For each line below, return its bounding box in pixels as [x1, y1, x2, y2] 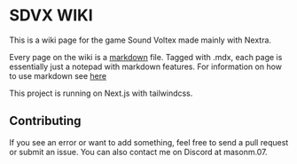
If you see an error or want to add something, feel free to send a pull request [9, 137, 289, 147]
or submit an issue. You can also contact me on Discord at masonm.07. [9, 146, 268, 157]
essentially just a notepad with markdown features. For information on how [9, 61, 282, 72]
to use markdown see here [9, 70, 107, 81]
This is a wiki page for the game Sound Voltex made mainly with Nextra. [9, 35, 272, 45]
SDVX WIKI [9, 5, 93, 26]
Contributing [9, 113, 82, 129]
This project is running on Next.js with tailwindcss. [9, 88, 193, 98]
